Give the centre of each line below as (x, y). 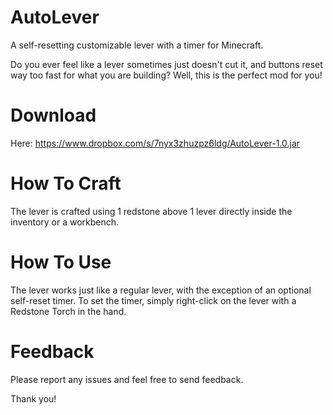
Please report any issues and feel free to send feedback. (127, 379)
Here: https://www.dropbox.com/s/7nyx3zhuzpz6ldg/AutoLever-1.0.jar (155, 143)
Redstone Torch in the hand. (68, 311)
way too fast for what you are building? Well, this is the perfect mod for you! (166, 75)
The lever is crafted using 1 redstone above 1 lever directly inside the (151, 211)
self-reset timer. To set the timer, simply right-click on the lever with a (153, 300)
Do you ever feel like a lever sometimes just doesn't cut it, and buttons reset (166, 64)
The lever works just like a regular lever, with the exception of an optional (161, 290)
